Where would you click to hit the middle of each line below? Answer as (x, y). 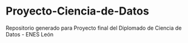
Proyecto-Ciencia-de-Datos (77, 11)
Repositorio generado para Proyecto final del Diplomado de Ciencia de (94, 28)
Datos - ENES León (30, 34)
